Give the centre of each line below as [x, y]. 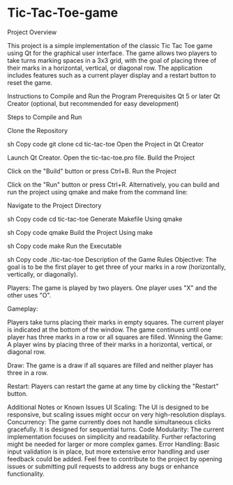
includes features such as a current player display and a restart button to [112, 75]
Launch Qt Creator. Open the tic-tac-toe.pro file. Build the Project [101, 157]
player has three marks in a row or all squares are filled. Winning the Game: [115, 337]
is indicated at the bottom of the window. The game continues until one [109, 330]
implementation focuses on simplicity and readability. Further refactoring [112, 436]
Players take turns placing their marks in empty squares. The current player [116, 322]
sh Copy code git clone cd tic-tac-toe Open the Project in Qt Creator [106, 144]
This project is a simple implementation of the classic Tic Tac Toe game [110, 45]
